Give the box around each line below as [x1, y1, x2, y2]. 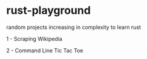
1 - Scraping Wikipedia [6, 35, 62, 42]
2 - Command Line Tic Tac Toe [6, 46, 83, 54]
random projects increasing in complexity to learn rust [6, 23, 141, 31]
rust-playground [6, 4, 91, 17]
